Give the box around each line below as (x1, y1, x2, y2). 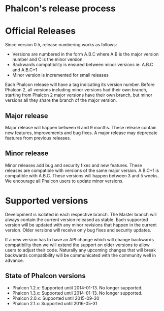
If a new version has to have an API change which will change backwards (5, 236, 154, 242)
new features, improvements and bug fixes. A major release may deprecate (5, 130, 158, 136)
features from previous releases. (5, 135, 71, 141)
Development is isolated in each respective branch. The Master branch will (5, 211, 157, 217)
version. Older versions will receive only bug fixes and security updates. (5, 227, 152, 233)
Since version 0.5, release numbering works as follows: (5, 42, 117, 48)
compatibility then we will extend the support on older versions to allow (5, 242, 150, 248)
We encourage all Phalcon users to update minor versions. (5, 178, 124, 184)
